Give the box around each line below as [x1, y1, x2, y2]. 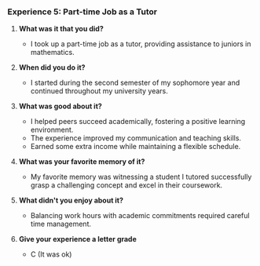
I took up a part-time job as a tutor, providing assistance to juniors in [30, 39, 252, 49]
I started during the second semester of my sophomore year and [30, 78, 240, 88]
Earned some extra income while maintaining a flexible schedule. [30, 142, 241, 151]
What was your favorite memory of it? [18, 157, 145, 166]
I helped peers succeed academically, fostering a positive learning [30, 117, 246, 126]
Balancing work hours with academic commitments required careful [30, 211, 250, 220]
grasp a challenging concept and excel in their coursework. [30, 180, 223, 190]
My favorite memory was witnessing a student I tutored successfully [30, 172, 252, 182]
